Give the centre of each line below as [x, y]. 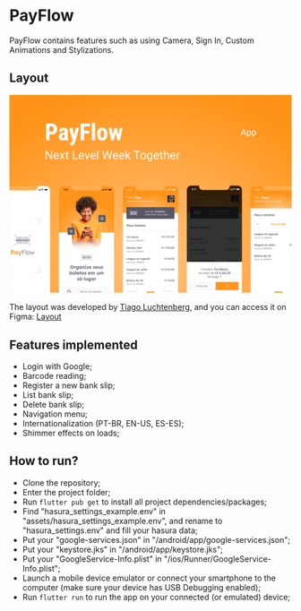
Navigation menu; [55, 414]
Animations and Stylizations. [62, 49]
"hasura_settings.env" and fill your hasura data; [110, 530]
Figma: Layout [35, 317]
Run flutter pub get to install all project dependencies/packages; [144, 502]
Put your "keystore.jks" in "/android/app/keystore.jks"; [123, 549]
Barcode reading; [54, 375]
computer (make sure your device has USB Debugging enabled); [142, 587]
